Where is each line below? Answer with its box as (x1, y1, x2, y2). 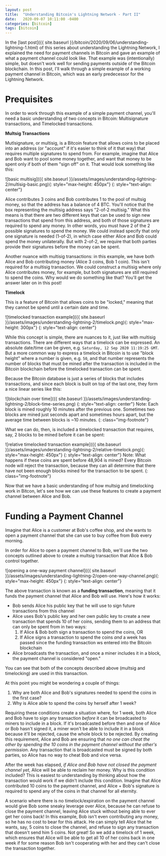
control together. (5, 558, 40, 564)
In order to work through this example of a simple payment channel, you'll (5, 110, 156, 116)
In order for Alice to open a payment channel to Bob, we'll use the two (5, 547, 148, 553)
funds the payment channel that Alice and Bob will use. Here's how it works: (5, 593, 161, 599)
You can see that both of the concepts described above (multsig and (5, 665, 145, 671)
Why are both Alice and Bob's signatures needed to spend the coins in (12, 689, 157, 695)
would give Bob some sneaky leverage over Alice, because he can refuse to (5, 803, 160, 809)
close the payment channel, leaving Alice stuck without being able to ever (5, 808, 156, 814)
